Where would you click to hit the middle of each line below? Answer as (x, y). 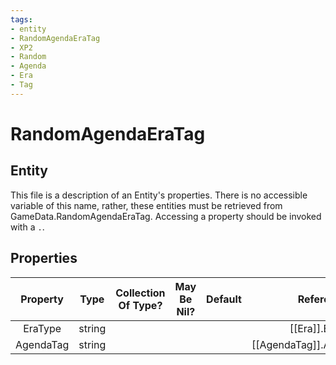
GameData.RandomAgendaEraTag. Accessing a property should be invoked (166, 216)
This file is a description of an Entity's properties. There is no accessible (159, 195)
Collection (140, 293)
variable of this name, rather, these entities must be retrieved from (146, 205)
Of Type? (140, 305)
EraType (42, 328)
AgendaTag (42, 344)
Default (224, 299)
